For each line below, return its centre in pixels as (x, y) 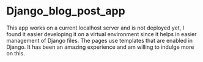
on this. (16, 53)
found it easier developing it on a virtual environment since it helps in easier (102, 34)
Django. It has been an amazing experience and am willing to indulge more (100, 47)
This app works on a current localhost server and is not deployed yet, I (95, 28)
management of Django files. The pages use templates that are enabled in (100, 40)
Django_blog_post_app (66, 11)
